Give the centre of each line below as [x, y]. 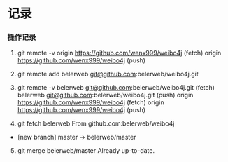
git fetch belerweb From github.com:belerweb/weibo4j [96, 123]
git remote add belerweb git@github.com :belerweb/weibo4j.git [108, 74]
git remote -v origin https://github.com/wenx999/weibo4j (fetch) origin [119, 53]
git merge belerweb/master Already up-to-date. [86, 151]
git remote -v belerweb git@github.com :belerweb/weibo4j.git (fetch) [116, 88]
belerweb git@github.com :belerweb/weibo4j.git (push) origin [105, 95]
